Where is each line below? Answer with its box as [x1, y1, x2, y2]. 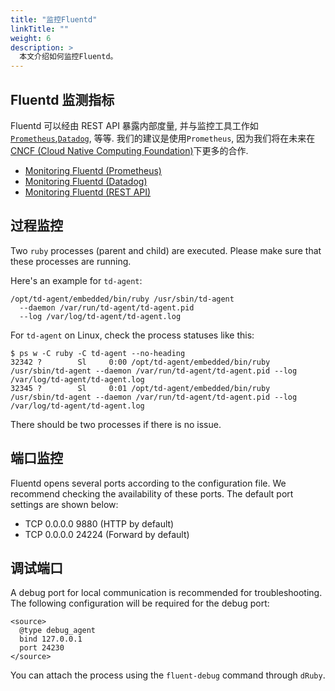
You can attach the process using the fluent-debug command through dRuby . [10, 669, 326, 681]
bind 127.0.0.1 [19, 634, 83, 645]
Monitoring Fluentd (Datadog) [24, 175, 148, 187]
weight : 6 [10, 33, 52, 43]
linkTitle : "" [10, 24, 70, 34]
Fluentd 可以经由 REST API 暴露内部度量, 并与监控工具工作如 [10, 119, 259, 131]
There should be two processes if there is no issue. [10, 418, 222, 430]
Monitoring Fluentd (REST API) [24, 186, 152, 198]
